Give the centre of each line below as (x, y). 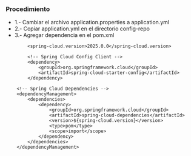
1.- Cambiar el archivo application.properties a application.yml (92, 22)
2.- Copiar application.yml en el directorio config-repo (82, 29)
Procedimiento (28, 9)
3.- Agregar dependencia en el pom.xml (64, 35)
